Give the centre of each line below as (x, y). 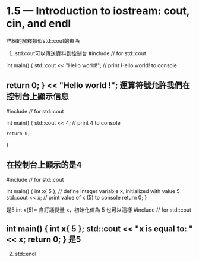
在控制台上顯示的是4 (44, 165)
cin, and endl (39, 23)
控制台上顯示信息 (37, 97)
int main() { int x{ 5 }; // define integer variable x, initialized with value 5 (93, 191)
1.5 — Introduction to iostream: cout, (98, 11)
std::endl (26, 254)
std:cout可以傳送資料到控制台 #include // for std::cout (80, 53)
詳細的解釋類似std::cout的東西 (43, 40)
